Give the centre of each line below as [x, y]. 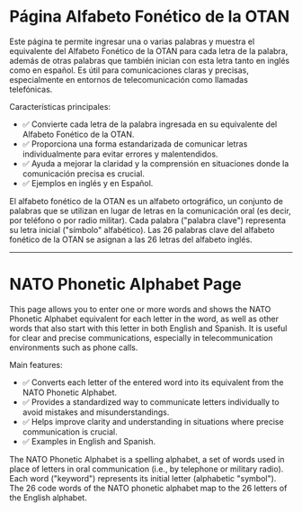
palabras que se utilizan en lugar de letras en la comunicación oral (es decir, [151, 211]
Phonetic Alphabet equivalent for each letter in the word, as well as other [144, 319]
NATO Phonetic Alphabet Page [126, 284]
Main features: [36, 364]
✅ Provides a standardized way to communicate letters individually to [151, 401]
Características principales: [60, 106]
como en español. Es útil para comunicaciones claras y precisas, [129, 70]
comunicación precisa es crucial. [84, 174]
